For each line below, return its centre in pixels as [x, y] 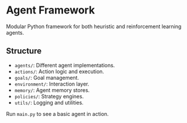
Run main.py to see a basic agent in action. [58, 114]
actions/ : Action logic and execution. [59, 71]
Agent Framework [51, 10]
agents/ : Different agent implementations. [65, 65]
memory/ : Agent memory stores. [52, 90]
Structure [24, 51]
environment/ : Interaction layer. [52, 84]
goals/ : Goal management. [47, 77]
